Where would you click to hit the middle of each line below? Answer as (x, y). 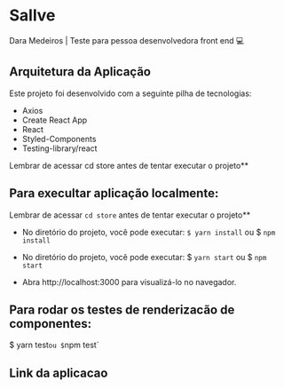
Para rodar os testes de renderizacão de (122, 310)
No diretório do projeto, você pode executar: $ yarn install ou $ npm (149, 232)
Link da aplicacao (59, 373)
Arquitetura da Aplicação (80, 72)
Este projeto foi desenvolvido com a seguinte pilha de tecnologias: (130, 93)
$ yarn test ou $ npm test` (54, 345)
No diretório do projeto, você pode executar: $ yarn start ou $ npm (144, 257)
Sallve (32, 16)
